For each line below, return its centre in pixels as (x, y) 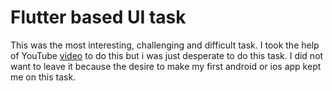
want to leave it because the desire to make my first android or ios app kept (166, 66)
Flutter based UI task (98, 17)
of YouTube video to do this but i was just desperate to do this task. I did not (167, 55)
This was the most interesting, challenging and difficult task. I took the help (165, 45)
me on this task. (43, 77)
